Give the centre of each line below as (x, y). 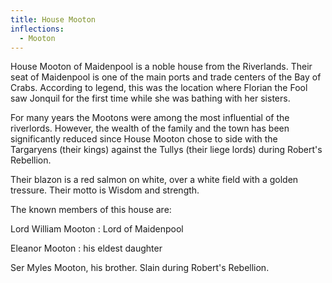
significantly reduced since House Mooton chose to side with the (144, 139)
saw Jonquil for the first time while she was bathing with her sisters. (150, 98)
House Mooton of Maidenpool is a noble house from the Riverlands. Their (161, 67)
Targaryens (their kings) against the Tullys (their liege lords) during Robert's (166, 150)
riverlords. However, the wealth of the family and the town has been (150, 128)
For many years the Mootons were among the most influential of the (150, 118)
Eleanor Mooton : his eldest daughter (86, 248)
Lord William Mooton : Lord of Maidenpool (97, 229)
